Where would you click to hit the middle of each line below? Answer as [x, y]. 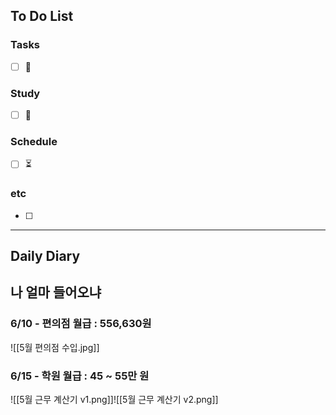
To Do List [42, 16]
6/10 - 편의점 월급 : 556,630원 [81, 324]
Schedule [34, 142]
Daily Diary [45, 256]
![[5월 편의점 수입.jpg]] [55, 347]
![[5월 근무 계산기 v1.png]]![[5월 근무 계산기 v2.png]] [114, 400]
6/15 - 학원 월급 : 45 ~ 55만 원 [80, 376]
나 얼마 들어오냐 [56, 292]
